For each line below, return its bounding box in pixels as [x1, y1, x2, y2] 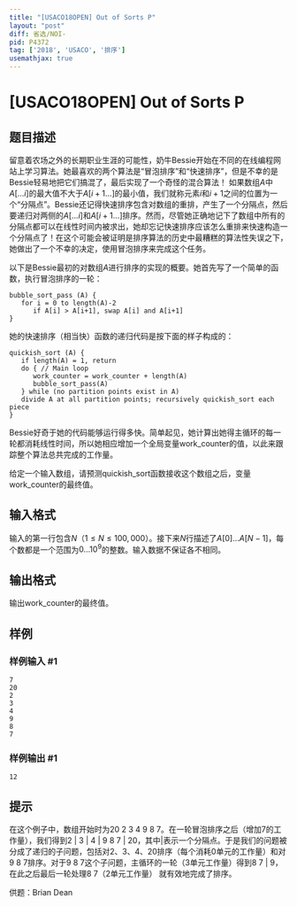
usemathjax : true [9, 54, 73, 63]
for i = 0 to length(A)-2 [20, 298, 117, 307]
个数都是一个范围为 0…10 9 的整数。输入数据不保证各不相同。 [9, 542, 226, 554]
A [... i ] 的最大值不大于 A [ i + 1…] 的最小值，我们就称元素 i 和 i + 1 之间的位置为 [9, 188, 270, 198]
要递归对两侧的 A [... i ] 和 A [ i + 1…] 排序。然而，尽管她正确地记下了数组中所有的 [9, 210, 286, 221]
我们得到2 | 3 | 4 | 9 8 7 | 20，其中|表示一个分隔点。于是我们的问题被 [35, 835, 287, 846]
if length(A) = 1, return [20, 356, 117, 365]
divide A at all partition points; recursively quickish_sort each [20, 395, 275, 404]
